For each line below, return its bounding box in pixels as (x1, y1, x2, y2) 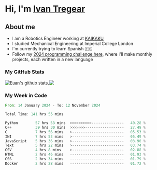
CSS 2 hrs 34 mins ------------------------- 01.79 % (5, 156, 146, 162)
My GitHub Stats (5, 68, 44, 75)
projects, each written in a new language (12, 57, 93, 62)
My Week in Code (5, 92, 47, 99)
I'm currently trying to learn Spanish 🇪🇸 (12, 46, 93, 51)
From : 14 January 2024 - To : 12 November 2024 (5, 103, 100, 108)
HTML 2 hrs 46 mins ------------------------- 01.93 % (5, 152, 146, 157)
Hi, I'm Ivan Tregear (5, 3, 86, 15)
